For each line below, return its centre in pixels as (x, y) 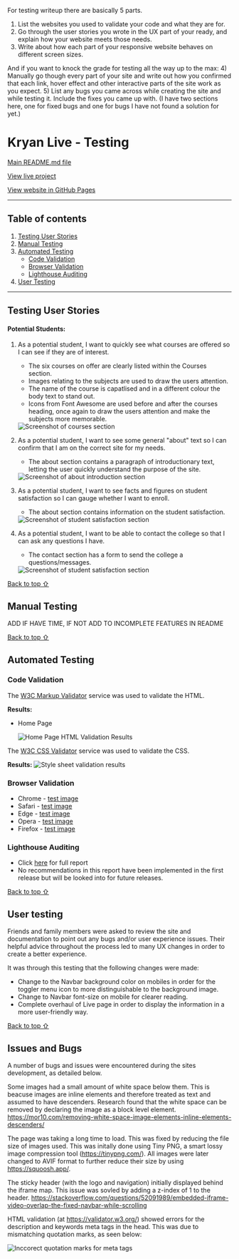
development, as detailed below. (55, 1073)
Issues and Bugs (45, 1048)
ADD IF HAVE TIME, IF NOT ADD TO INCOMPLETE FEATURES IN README (116, 624)
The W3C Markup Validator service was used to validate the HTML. (106, 695)
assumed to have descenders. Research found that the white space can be (117, 1102)
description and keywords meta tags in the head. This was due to (103, 1227)
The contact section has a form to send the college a (106, 555)
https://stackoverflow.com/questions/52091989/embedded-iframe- (130, 1198)
